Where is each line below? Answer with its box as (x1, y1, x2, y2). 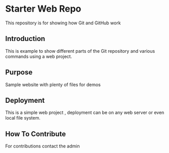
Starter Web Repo (5, 3, 81, 15)
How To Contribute (5, 130, 66, 138)
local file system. (5, 115, 40, 121)
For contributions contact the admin (5, 143, 80, 149)
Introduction (5, 34, 46, 43)
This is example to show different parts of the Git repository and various (5, 48, 155, 54)
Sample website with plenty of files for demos (5, 82, 101, 88)
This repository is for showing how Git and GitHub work (5, 20, 121, 26)
